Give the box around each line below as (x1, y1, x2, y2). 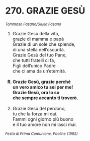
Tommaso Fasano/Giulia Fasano (5, 22, 61, 27)
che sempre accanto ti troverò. (12, 95, 78, 101)
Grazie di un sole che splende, (12, 41, 76, 47)
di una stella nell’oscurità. (12, 46, 65, 52)
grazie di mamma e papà (12, 36, 64, 42)
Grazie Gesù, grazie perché (12, 79, 71, 85)
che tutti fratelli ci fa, (12, 57, 55, 63)
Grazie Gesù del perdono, (12, 105, 66, 111)
